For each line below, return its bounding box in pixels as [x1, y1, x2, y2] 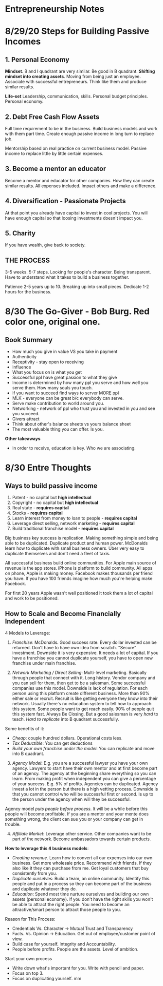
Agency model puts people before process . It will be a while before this [5, 806, 148, 812]
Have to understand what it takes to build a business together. [5, 274, 129, 280]
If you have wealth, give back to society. [5, 242, 86, 248]
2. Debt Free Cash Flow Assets [5, 113, 100, 121]
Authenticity [12, 354, 37, 360]
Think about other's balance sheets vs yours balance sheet [12, 421, 131, 427]
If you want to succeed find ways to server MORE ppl [12, 390, 119, 396]
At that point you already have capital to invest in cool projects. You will [5, 210, 148, 215]
